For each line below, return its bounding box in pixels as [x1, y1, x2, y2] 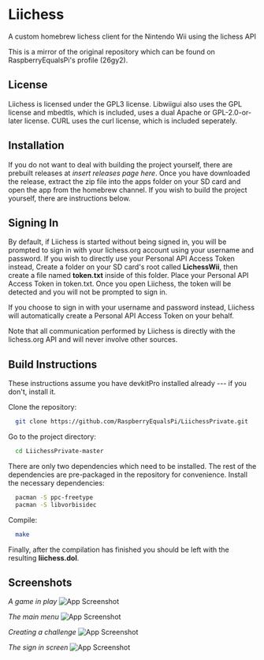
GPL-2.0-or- [212, 107, 252, 117]
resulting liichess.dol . [8, 553, 80, 562]
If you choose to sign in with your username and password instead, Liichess [8, 302, 255, 313]
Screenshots [8, 576, 73, 589]
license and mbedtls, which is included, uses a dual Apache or [8, 107, 211, 117]
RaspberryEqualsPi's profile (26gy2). [8, 55, 128, 65]
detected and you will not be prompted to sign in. [8, 287, 168, 297]
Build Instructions [8, 358, 98, 371]
